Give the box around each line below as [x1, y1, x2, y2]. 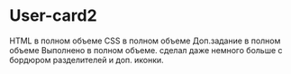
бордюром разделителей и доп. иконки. [9, 54, 164, 65]
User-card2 [9, 5, 97, 26]
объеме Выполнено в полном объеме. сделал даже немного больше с [9, 44, 283, 55]
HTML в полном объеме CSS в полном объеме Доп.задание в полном [9, 35, 281, 46]
